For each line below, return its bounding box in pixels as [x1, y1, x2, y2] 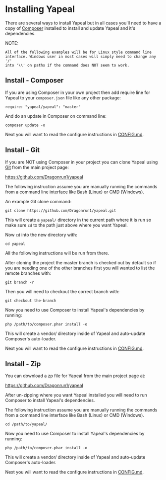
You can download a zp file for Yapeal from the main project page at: [5, 373, 146, 379]
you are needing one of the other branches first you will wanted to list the [5, 265, 155, 271]
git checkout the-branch [5, 298, 56, 303]
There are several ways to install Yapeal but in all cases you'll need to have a [5, 20, 162, 26]
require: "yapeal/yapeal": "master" [5, 104, 81, 109]
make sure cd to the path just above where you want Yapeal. [5, 222, 128, 228]
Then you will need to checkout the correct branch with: [5, 288, 120, 294]
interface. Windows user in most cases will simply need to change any [5, 54, 156, 59]
